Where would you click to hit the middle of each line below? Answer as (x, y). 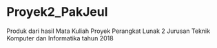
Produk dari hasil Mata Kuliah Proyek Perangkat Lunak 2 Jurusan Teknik (108, 31)
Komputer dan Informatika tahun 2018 (60, 38)
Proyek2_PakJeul (57, 12)
